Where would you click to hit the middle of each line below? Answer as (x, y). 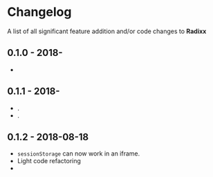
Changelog (39, 12)
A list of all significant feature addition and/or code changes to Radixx (107, 31)
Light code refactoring (49, 161)
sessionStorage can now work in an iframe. (78, 153)
